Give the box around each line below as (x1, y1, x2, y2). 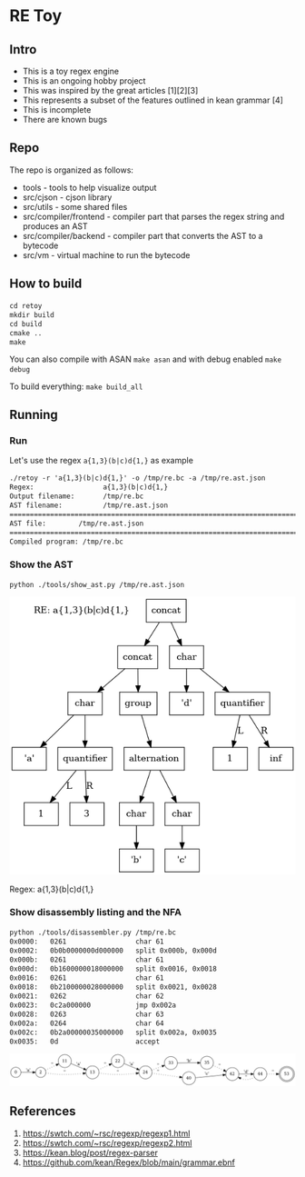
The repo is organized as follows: (9, 165, 134, 175)
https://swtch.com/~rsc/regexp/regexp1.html (22, 1128, 191, 1139)
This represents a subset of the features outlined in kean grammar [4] (22, 95, 284, 105)
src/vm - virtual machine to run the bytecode (22, 249, 191, 260)
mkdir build (9, 310, 54, 319)
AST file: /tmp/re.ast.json (9, 519, 144, 528)
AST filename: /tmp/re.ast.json (9, 501, 169, 510)
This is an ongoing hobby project (22, 75, 146, 86)
